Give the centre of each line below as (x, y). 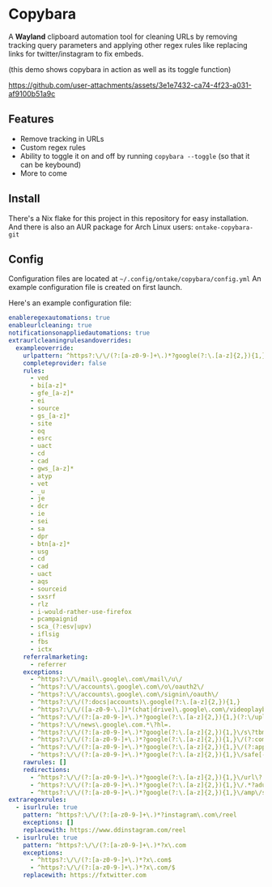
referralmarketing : (56, 657)
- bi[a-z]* (48, 386)
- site (41, 423)
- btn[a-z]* (50, 544)
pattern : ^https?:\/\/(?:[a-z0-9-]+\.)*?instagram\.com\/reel (130, 815)
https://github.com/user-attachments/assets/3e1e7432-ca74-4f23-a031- (130, 85)
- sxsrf (43, 596)
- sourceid (48, 589)
